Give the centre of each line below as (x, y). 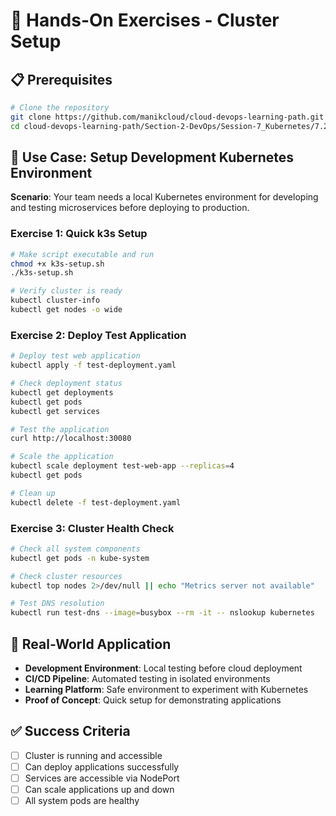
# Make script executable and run (82, 254)
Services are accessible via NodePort (102, 778)
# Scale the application (62, 457)
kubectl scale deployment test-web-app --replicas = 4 (122, 466)
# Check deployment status (66, 384)
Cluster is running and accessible (93, 755)
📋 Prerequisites (61, 79)
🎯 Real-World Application (91, 644)
